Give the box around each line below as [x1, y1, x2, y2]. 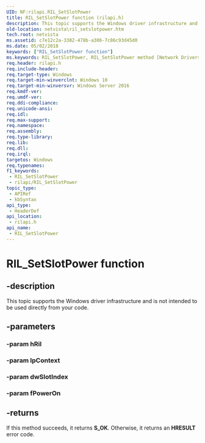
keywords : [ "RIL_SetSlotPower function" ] [6, 49, 113, 55]
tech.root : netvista [6, 32, 59, 38]
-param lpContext [6, 356, 60, 364]
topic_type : [6, 185, 37, 191]
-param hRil [6, 340, 42, 348]
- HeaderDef [9, 208, 40, 214]
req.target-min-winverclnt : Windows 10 [6, 77, 108, 83]
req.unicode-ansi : [6, 105, 53, 112]
